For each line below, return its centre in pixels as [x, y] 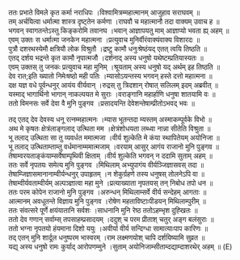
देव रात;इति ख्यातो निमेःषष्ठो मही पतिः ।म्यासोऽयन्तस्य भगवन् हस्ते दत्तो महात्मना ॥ [110, 76]
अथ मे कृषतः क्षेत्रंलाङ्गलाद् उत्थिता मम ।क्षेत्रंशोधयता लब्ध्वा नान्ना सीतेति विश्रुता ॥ [109, 128]
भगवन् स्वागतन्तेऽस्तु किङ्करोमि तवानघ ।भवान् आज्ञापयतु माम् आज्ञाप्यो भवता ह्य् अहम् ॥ [119, 31]
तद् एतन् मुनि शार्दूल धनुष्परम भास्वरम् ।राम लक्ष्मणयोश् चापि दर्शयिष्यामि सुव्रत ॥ [107, 237]
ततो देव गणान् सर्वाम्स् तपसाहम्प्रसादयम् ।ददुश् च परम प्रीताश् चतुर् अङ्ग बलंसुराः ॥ [111, 219]
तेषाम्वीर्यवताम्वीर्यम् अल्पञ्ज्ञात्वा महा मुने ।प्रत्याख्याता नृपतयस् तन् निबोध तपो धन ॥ [111, 183]
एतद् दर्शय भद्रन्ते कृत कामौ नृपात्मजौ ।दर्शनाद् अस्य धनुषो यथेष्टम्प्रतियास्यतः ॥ [106, 58]
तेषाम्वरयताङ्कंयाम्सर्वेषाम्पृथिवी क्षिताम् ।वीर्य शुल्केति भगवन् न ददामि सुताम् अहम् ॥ [110, 156]
